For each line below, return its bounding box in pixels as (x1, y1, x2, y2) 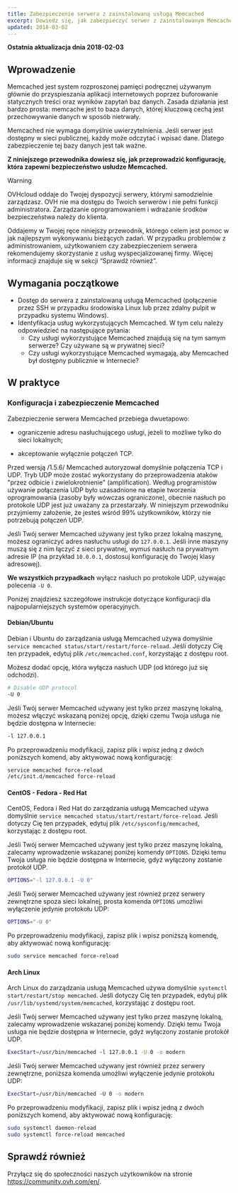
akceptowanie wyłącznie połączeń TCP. (17, 449, 134, 457)
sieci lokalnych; (17, 435, 63, 444)
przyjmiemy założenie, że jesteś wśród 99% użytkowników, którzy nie (7, 508, 211, 516)
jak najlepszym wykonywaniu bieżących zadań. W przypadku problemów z (7, 234, 227, 243)
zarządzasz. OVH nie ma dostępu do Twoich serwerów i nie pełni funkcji (7, 198, 218, 206)
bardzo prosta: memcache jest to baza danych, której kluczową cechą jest (7, 105, 225, 113)
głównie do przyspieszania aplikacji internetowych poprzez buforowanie (7, 90, 218, 99)
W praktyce (7, 377, 60, 389)
